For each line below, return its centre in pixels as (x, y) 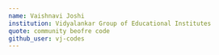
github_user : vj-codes (46, 38)
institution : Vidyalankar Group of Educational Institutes (110, 23)
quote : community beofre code (59, 31)
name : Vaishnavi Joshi (46, 16)
